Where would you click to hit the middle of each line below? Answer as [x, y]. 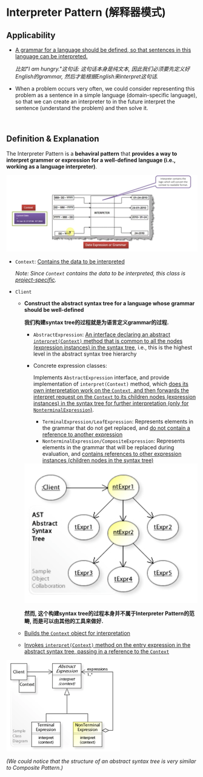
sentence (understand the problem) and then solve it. [82, 108]
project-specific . [36, 280]
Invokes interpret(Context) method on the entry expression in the [107, 644]
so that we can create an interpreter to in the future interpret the [95, 102]
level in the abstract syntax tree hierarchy [85, 354]
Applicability [31, 35]
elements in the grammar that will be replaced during [108, 447]
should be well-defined [54, 309]
